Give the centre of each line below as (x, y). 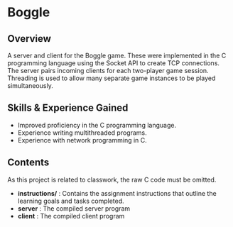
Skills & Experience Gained (68, 108)
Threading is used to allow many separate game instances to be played (112, 78)
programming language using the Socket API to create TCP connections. (114, 63)
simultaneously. (30, 85)
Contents (28, 163)
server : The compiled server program (74, 208)
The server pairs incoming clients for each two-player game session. (108, 71)
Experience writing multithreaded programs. (82, 133)
